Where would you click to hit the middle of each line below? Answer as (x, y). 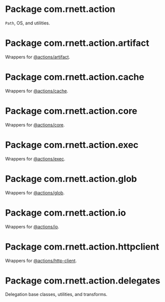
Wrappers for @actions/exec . (35, 158)
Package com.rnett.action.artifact (77, 43)
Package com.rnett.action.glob (71, 179)
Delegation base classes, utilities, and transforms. (56, 295)
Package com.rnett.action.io (66, 213)
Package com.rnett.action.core (71, 111)
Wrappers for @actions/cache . (37, 91)
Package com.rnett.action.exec (72, 145)
